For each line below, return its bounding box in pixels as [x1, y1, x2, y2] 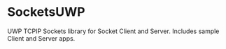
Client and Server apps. [7, 34, 76, 42]
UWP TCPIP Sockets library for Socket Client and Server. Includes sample [7, 27, 220, 35]
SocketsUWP [7, 4, 85, 20]
